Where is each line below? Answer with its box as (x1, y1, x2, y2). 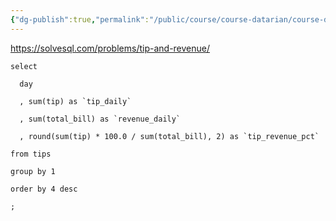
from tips (10, 149, 52, 159)
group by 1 (10, 166, 56, 176)
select (10, 61, 38, 71)
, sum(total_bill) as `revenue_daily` (19, 114, 182, 124)
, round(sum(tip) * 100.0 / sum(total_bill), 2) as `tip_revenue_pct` (19, 131, 320, 141)
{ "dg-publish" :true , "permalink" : (10, 14, 150, 25)
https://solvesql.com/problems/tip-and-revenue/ (10, 42, 211, 54)
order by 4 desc (10, 184, 78, 194)
